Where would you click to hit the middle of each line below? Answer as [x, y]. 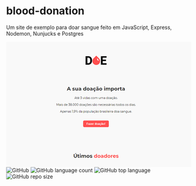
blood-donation [45, 11]
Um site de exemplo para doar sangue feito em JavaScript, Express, [89, 27]
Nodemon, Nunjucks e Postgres [45, 33]
